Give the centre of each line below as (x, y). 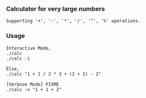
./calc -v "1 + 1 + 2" (34, 89)
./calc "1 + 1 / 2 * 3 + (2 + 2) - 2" (54, 74)
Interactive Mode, (29, 48)
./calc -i (18, 58)
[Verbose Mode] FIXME (33, 84)
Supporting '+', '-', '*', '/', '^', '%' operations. (74, 21)
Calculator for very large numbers (56, 9)
